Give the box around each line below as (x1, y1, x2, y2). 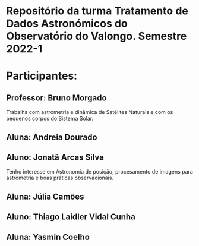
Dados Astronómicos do (6, 17, 128, 30)
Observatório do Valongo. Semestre (6, 30, 187, 43)
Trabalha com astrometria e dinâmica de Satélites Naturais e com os (6, 109, 173, 116)
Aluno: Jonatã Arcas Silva (6, 152, 104, 162)
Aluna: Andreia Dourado (6, 132, 97, 142)
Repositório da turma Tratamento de (6, 4, 188, 18)
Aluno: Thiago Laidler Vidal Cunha (6, 212, 135, 222)
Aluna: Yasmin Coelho (6, 232, 90, 242)
